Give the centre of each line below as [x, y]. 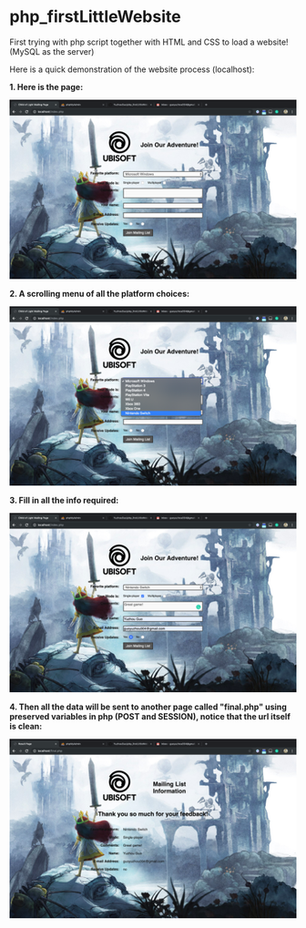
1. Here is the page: [46, 87]
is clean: [26, 726]
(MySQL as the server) [52, 51]
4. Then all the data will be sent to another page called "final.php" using [148, 707]
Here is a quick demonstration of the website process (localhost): [132, 69]
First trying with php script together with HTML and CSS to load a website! [149, 42]
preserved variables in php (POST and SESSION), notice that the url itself [150, 716]
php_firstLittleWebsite [95, 17]
